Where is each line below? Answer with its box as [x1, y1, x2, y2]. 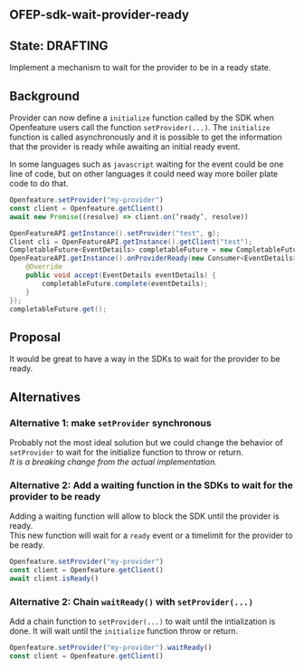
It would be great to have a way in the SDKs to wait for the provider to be [9, 353, 280, 365]
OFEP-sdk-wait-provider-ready [9, 7, 190, 23]
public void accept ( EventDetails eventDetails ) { [25, 271, 217, 280]
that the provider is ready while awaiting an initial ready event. [9, 141, 241, 152]
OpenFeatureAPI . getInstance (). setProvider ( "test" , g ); [9, 228, 221, 238]
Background [9, 88, 80, 103]
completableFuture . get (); [9, 304, 107, 313]
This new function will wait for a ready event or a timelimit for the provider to [9, 530, 293, 541]
